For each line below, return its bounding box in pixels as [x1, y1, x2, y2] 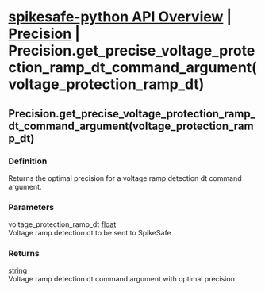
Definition [8, 155, 48, 167]
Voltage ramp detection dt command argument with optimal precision [8, 274, 236, 284]
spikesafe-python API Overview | [8, 8, 232, 26]
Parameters [8, 201, 54, 213]
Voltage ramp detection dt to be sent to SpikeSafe [8, 228, 172, 238]
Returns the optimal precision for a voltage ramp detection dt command [8, 173, 242, 182]
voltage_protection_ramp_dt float [8, 220, 117, 229]
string [8, 266, 28, 275]
